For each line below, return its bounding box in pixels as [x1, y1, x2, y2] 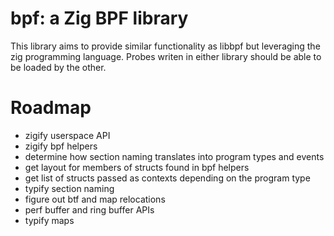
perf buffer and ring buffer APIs [24, 203, 155, 216]
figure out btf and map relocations [24, 193, 166, 205]
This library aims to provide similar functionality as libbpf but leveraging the [10, 40, 321, 52]
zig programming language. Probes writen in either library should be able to [10, 50, 322, 62]
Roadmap [10, 97, 92, 119]
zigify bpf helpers [24, 140, 98, 152]
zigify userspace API [24, 129, 111, 141]
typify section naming [24, 182, 115, 194]
